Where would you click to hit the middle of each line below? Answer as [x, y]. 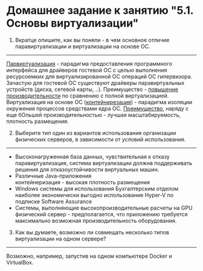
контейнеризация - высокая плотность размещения [82, 182]
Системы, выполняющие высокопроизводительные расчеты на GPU [104, 208]
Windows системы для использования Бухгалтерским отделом [97, 188]
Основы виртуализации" [72, 23]
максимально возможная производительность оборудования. [96, 220]
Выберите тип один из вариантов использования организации [95, 132]
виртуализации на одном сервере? [60, 238]
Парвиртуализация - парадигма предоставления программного [89, 63]
